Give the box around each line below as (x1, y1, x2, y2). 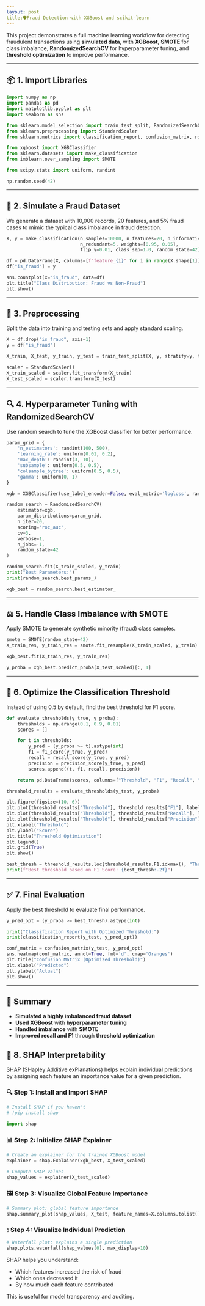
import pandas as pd (6, 100, 59, 106)
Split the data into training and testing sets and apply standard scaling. (6, 325, 184, 332)
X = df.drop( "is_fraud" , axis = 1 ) (6, 337, 92, 343)
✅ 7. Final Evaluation (6, 890, 85, 900)
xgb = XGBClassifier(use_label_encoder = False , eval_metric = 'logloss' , (6, 490, 190, 497)
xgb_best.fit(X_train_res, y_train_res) (6, 653, 111, 660)
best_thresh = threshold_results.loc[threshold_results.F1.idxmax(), (6, 861, 187, 868)
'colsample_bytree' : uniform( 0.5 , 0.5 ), (17, 468, 121, 474)
